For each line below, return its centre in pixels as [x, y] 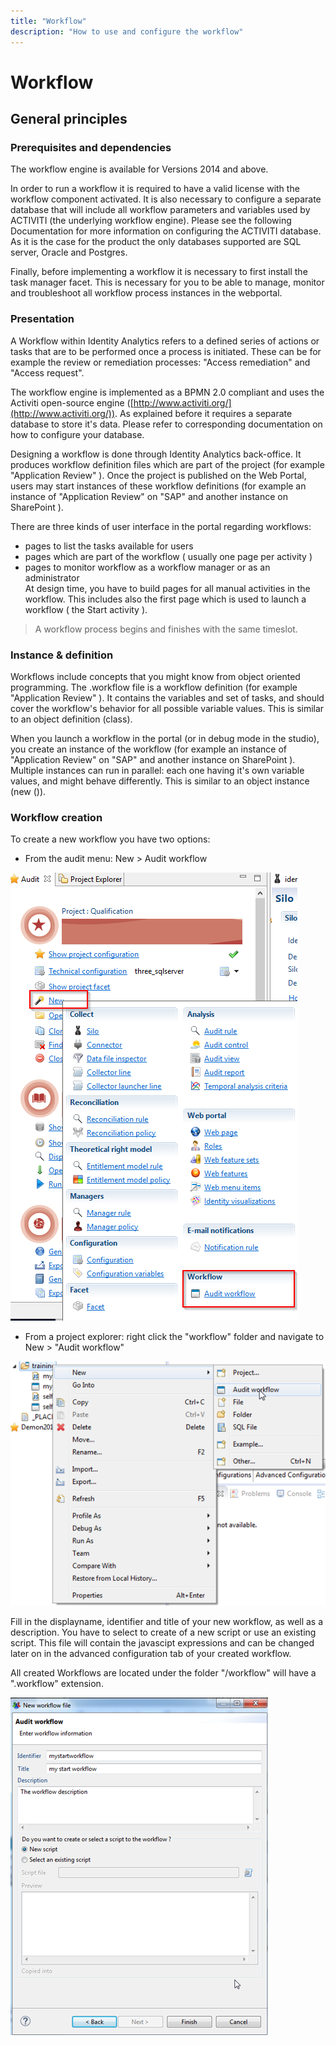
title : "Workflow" [48, 21]
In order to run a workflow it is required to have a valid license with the [155, 189]
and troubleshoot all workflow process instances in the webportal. [146, 293]
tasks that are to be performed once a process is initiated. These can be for [166, 351]
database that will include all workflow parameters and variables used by [160, 210]
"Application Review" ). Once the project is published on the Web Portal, [158, 475]
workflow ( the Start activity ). [86, 609]
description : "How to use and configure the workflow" [127, 31]
